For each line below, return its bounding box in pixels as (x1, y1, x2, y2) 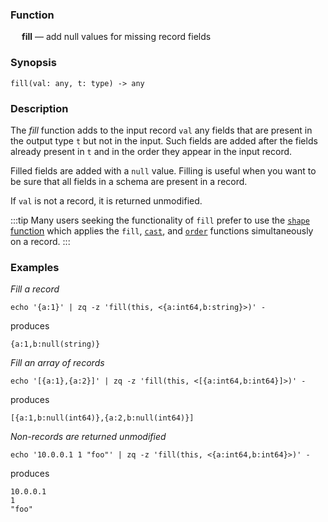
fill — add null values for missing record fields (21, 31, 212, 43)
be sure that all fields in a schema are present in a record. (10, 175, 248, 187)
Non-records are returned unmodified (10, 431, 167, 443)
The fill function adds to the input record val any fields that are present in (10, 124, 313, 136)
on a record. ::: (10, 235, 71, 247)
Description (10, 101, 69, 115)
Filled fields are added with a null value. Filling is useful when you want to (10, 164, 317, 177)
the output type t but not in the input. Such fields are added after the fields (10, 134, 318, 147)
